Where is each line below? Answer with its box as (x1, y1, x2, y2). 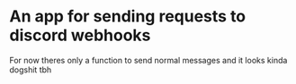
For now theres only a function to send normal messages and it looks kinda (9, 55, 288, 65)
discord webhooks (9, 25, 151, 46)
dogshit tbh (9, 64, 52, 75)
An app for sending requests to (9, 6, 247, 27)
